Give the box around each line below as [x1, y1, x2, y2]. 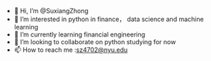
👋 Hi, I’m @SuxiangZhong [13, 7, 89, 15]
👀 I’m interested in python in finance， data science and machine [13, 15, 204, 23]
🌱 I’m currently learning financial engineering [13, 30, 146, 39]
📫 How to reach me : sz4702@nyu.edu [13, 46, 128, 54]
